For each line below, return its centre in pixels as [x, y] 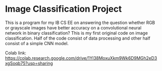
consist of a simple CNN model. [37, 43]
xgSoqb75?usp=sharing [29, 63]
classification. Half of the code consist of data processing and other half [78, 38]
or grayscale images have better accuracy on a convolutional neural [73, 27]
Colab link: [16, 53]
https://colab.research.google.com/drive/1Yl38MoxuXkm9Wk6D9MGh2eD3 [81, 58]
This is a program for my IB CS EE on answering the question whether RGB [80, 23]
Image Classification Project [63, 9]
